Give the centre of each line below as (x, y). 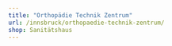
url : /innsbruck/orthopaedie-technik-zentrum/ (86, 23)
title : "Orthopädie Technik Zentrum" (71, 15)
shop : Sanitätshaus (40, 30)
